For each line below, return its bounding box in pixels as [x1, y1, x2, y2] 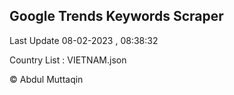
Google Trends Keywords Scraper [9, 8, 224, 25]
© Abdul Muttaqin [9, 73, 84, 85]
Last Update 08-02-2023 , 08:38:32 [9, 34, 159, 46]
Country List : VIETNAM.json [9, 54, 127, 66]
